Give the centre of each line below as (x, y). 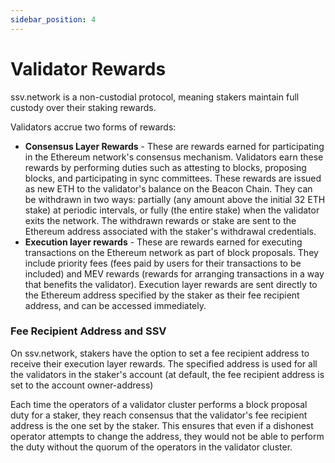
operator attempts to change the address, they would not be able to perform (167, 436)
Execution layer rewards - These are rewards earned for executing (163, 242)
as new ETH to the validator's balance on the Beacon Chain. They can (168, 188)
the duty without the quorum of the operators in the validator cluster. (151, 447)
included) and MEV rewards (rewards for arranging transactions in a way (174, 273)
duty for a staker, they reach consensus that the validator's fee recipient (159, 415)
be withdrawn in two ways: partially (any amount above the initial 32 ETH (175, 199)
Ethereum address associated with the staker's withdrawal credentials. (170, 231)
